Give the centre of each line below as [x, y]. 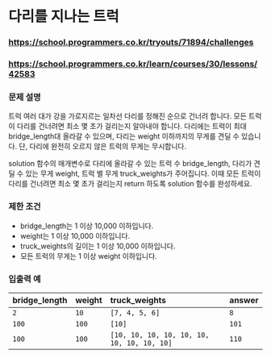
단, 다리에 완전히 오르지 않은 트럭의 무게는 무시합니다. [103, 147]
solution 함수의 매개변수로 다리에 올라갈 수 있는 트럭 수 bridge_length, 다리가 [130, 164]
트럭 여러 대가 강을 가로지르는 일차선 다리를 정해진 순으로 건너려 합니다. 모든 [128, 116]
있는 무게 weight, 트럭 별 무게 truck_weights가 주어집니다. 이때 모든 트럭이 [143, 173]
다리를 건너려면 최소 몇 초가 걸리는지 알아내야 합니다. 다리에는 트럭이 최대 [132, 127]
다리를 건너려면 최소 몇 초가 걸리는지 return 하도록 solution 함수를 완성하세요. [130, 184]
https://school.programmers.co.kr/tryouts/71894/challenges [131, 43]
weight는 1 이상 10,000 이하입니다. [75, 235]
